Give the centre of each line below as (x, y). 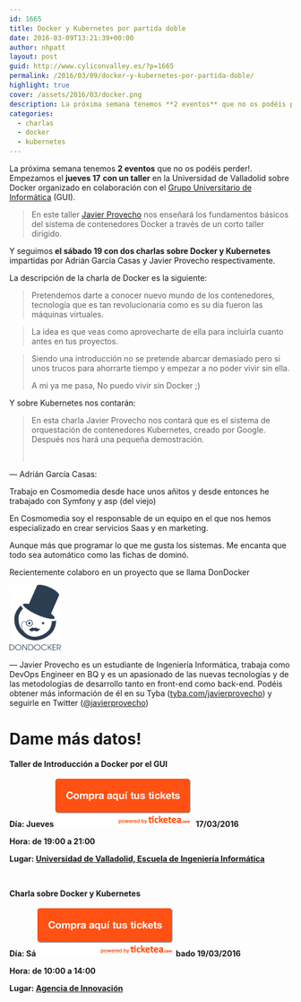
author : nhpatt (38, 48)
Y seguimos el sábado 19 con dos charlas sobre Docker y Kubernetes (140, 251)
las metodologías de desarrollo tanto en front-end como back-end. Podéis (146, 684)
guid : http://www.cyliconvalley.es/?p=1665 (92, 66)
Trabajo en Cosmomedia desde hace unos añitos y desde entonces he (139, 492)
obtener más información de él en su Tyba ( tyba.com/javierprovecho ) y (141, 693)
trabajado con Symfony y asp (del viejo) (83, 501)
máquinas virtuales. (68, 314)
